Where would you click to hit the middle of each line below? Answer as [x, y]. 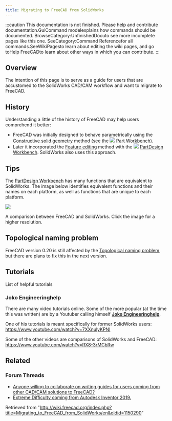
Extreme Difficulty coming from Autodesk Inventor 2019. [72, 397]
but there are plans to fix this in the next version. [56, 256]
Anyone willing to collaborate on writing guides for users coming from [86, 386]
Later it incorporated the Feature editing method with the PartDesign [88, 147]
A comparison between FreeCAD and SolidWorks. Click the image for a [80, 217]
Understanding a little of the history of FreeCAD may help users [72, 119]
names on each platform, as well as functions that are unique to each [78, 192]
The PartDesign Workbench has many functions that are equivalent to [79, 181]
